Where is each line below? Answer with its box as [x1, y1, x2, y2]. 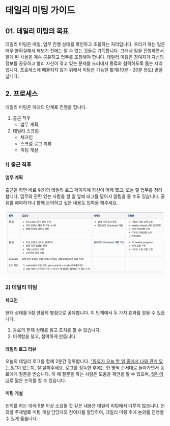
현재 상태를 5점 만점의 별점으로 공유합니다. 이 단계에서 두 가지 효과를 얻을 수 [5, 310, 156, 316]
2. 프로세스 [5, 89, 38, 98]
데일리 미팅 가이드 [5, 5, 75, 16]
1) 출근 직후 [5, 161, 32, 168]
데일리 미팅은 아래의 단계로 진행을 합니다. [5, 104, 87, 110]
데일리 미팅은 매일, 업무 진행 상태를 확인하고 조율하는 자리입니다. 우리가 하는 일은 [5, 41, 165, 47]
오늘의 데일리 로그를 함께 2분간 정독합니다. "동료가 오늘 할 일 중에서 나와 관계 [5, 358, 158, 365]
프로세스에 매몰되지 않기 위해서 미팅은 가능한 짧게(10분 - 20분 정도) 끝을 [20, 67, 163, 73]
